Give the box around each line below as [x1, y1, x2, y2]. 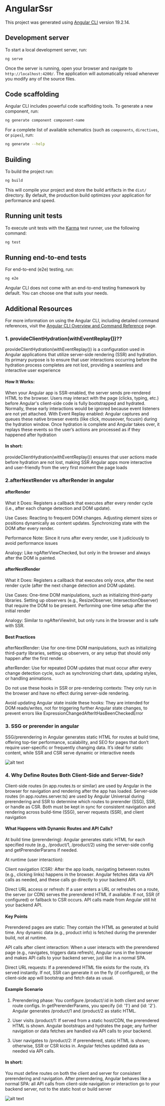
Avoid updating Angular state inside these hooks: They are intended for [5, 700, 150, 706]
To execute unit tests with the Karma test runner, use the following [5, 225, 139, 231]
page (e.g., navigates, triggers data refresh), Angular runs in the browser [5, 949, 153, 956]
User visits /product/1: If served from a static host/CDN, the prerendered [12, 1017, 159, 1023]
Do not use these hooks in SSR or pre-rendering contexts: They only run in [5, 685, 157, 691]
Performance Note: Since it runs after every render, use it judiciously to [5, 534, 149, 541]
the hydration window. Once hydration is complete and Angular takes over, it [5, 421, 160, 427]
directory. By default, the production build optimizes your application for [5, 192, 152, 198]
